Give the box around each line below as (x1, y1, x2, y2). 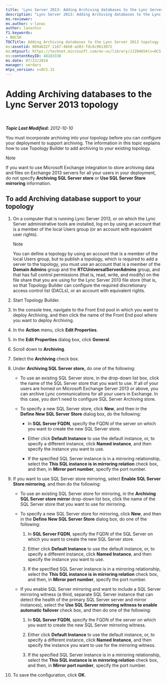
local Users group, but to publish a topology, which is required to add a (12, 256, 158, 262)
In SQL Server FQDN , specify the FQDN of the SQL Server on (27, 531, 153, 537)
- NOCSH (5, 35, 22, 40)
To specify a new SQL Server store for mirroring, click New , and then (20, 510, 162, 516)
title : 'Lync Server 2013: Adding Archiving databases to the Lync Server (5, 7, 164, 12)
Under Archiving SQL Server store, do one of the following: (12, 365, 135, 371)
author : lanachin (5, 26, 42, 31)
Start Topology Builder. (12, 297, 60, 303)
